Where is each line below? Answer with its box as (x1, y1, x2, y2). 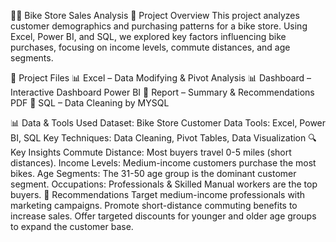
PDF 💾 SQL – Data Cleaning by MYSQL (10, 97, 170, 109)
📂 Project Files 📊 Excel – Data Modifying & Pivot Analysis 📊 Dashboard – (10, 72, 312, 84)
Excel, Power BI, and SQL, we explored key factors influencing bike (10, 31, 287, 42)
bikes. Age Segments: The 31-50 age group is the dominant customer (10, 168, 297, 179)
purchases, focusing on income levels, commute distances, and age (10, 41, 291, 53)
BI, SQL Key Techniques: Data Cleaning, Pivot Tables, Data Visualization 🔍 (10, 132, 317, 144)
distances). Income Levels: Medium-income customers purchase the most (10, 157, 317, 169)
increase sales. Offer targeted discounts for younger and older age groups (10, 210, 317, 222)
